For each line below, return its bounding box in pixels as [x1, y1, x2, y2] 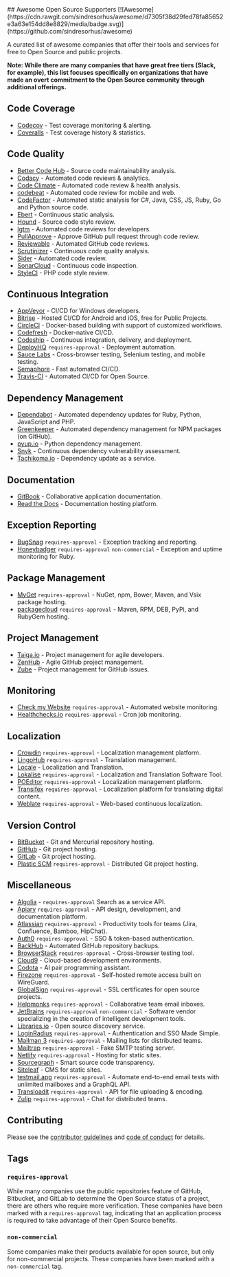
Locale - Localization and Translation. [16, 763, 124, 772]
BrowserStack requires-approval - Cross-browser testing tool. [16, 949, 194, 957]
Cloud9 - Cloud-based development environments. [16, 956, 162, 964]
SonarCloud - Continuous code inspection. [16, 261, 139, 269]
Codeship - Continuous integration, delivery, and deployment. [16, 336, 192, 344]
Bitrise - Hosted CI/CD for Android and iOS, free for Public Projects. [16, 314, 208, 322]
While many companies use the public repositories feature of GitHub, [7, 1187, 203, 1195]
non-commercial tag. [7, 1262, 63, 1270]
